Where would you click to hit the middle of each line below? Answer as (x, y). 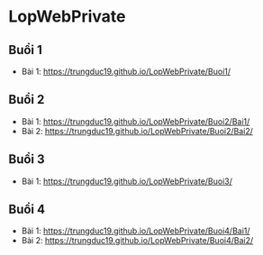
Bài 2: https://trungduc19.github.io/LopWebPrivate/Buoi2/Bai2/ (137, 131)
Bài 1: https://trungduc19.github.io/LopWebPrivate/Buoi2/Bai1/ (136, 121)
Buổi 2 (27, 100)
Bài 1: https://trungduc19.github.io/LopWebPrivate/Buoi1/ (126, 71)
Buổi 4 (27, 209)
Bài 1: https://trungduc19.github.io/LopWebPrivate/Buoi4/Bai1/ (136, 231)
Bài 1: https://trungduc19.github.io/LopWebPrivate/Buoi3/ (127, 181)
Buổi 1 (25, 50)
